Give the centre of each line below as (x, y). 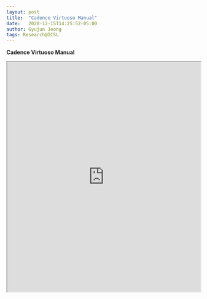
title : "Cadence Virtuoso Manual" (52, 18)
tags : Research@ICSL (33, 35)
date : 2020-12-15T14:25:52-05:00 (52, 23)
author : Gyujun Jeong (34, 29)
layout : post (23, 12)
